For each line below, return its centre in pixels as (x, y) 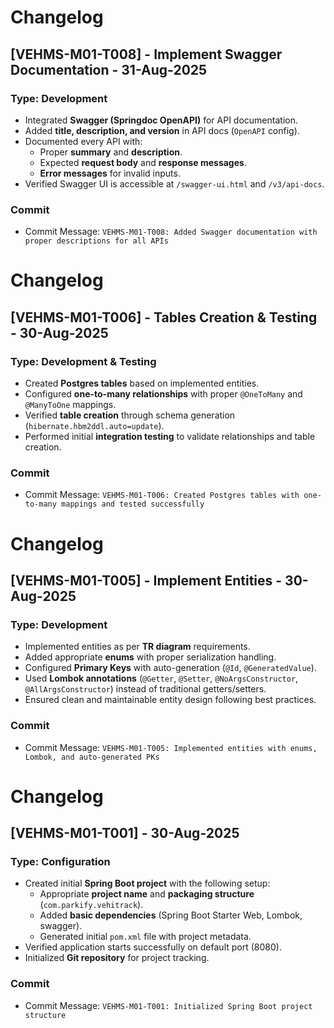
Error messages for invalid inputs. (110, 173)
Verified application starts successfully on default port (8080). (153, 947)
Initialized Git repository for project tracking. (117, 958)
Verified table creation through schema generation (130, 415)
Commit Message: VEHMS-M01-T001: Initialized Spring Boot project (168, 1005)
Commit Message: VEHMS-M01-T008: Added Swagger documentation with (171, 232)
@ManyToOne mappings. (70, 405)
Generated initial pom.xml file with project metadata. (145, 937)
